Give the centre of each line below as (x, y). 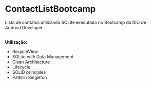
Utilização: (16, 42)
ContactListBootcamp (50, 9)
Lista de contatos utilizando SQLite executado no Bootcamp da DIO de (75, 22)
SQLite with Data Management (43, 56)
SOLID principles (29, 72)
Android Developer (24, 27)
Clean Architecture (31, 62)
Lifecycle (21, 67)
